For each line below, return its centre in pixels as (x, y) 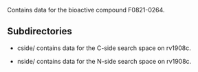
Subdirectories (40, 31)
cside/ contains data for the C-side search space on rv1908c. (104, 48)
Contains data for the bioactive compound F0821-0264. (86, 10)
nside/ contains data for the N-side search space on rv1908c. (104, 61)
